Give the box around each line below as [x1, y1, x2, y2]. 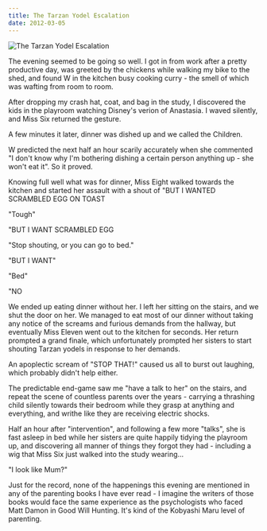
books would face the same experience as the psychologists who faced [8, 497, 244, 506]
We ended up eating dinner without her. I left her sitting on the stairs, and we [8, 301, 259, 311]
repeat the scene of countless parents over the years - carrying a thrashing [8, 391, 255, 401]
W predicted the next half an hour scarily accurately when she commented [8, 145, 253, 154]
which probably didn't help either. [8, 367, 118, 378]
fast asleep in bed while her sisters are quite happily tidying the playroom [8, 432, 248, 442]
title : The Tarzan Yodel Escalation [8, 11, 130, 20]
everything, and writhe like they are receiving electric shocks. [8, 409, 210, 418]
